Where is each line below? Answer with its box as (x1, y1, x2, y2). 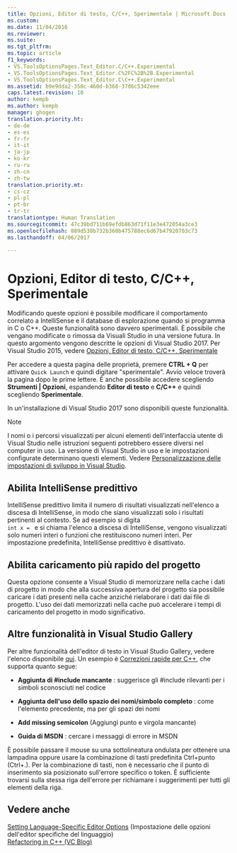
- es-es (7, 129, 30, 136)
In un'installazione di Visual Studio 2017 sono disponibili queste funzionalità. (7, 404, 229, 412)
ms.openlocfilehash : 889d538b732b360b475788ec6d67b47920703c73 (7, 227, 198, 234)
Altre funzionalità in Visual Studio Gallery (7, 628, 193, 640)
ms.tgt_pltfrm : (7, 43, 52, 50)
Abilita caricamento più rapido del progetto (7, 559, 201, 571)
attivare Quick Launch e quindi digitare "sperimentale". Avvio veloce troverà (7, 368, 226, 376)
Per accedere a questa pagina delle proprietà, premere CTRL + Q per (7, 360, 209, 369)
